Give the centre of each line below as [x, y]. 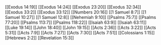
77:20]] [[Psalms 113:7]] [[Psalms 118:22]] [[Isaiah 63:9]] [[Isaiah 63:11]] [76, 22]
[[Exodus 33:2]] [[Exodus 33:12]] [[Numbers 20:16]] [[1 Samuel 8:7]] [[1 [76, 12]
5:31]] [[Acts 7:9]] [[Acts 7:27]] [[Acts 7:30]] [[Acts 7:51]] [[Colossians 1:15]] [80, 33]
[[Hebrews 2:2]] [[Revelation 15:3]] [39, 38]
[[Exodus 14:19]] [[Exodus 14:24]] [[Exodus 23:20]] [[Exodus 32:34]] [73, 7]
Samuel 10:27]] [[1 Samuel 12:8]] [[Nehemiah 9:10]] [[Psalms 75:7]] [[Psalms [80, 17]
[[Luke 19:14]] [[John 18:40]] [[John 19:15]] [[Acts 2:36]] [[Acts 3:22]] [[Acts [80, 28]
